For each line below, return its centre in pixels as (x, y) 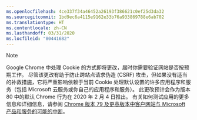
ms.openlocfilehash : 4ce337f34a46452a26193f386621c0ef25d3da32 (85, 11)
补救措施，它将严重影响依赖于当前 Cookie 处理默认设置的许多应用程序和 (98, 82)
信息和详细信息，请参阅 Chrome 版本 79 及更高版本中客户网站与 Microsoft (96, 104)
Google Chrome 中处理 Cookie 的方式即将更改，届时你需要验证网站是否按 (95, 67)
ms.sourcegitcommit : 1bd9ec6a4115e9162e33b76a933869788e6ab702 (85, 17)
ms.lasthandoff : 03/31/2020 (41, 33)
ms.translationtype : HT (35, 22)
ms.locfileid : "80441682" (38, 39)
